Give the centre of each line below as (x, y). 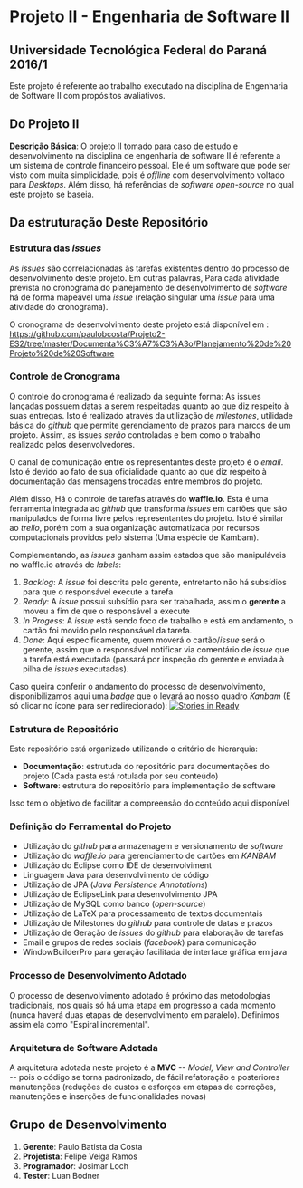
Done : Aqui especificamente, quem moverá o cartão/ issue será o (143, 640)
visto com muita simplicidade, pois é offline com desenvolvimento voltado (147, 175)
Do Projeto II (44, 124)
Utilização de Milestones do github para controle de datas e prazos (147, 923)
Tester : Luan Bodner (61, 1175)
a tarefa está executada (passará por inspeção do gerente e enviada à (153, 659)
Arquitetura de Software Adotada (84, 1048)
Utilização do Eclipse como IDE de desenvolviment (117, 865)
